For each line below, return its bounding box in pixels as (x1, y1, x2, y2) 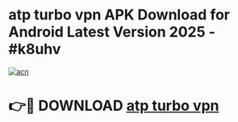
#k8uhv (8, 40, 61, 58)
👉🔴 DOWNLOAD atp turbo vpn (8, 97, 219, 115)
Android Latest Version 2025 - (8, 23, 216, 41)
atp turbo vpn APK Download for (8, 6, 231, 24)
